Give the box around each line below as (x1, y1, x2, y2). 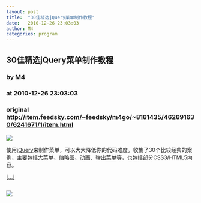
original (6, 106, 29, 114)
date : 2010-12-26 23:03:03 (6, 20, 79, 26)
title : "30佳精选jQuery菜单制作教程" (6, 14, 95, 20)
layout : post (6, 8, 39, 15)
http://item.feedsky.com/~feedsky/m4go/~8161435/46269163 (6, 113, 195, 121)
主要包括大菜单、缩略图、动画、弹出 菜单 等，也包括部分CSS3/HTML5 (16, 154, 188, 161)
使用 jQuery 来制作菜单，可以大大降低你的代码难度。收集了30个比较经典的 (6, 146, 187, 153)
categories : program (6, 31, 58, 37)
